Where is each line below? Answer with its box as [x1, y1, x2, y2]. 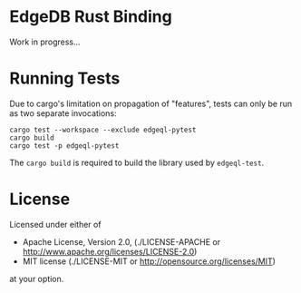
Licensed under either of [9, 219, 102, 230]
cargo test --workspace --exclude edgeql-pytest [9, 125, 197, 134]
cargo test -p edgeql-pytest [9, 141, 120, 151]
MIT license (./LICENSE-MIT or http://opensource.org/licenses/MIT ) [22, 256, 277, 267]
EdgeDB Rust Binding [9, 6, 172, 27]
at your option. [9, 273, 64, 284]
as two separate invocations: [9, 107, 117, 119]
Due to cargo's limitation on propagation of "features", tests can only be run [9, 98, 293, 109]
